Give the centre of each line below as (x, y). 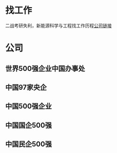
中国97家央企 (26, 87)
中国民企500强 (29, 144)
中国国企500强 (29, 125)
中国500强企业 (29, 106)
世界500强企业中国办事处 (45, 69)
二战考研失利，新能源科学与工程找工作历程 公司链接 (58, 25)
